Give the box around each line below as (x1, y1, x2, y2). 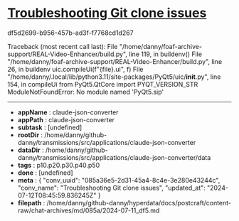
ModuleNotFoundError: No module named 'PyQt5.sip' (7, 87, 164, 96)
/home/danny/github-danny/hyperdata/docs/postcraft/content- (46, 198, 232, 207)
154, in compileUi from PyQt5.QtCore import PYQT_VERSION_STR (7, 80, 198, 88)
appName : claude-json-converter (17, 108, 119, 117)
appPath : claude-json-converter (17, 115, 115, 124)
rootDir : (17, 130, 43, 139)
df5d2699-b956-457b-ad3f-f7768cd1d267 (7, 28, 134, 37)
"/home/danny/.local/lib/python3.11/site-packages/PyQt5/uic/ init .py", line (7, 72, 221, 81)
